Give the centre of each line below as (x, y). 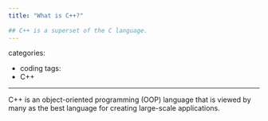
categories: (27, 53)
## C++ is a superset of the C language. (78, 30)
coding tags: (40, 68)
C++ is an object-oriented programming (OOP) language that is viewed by (130, 100)
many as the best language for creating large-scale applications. (114, 108)
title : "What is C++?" (46, 16)
